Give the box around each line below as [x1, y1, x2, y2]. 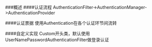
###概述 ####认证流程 [5, 4, 52, 10]
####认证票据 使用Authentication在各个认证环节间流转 [5, 20, 117, 26]
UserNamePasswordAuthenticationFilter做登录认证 [5, 37, 109, 43]
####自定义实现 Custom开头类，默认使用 [5, 31, 90, 36]
